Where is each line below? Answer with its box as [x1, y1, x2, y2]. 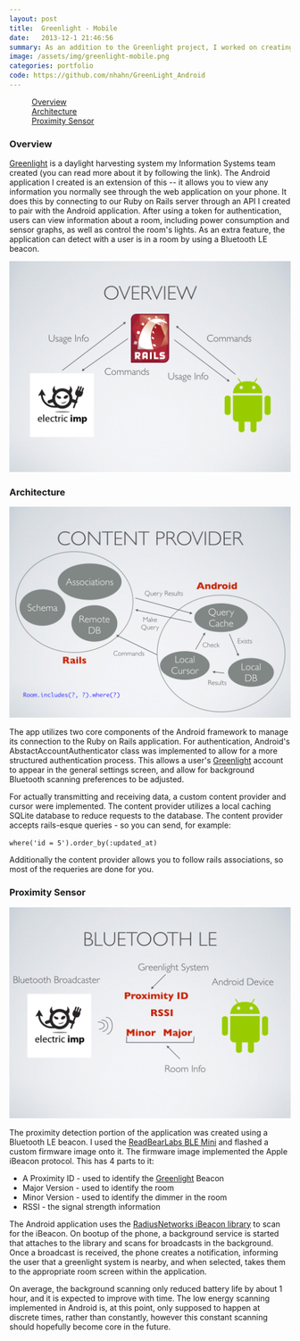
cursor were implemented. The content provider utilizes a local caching [9, 801, 271, 812]
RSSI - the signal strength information [21, 1201, 161, 1212]
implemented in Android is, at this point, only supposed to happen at [9, 1302, 261, 1312]
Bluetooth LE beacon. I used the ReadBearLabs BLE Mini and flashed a [9, 1137, 270, 1147]
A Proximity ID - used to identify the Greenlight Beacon [21, 1172, 225, 1183]
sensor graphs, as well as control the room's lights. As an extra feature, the [9, 224, 286, 236]
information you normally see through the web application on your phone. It [9, 187, 287, 197]
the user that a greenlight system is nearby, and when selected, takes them [9, 1256, 286, 1267]
